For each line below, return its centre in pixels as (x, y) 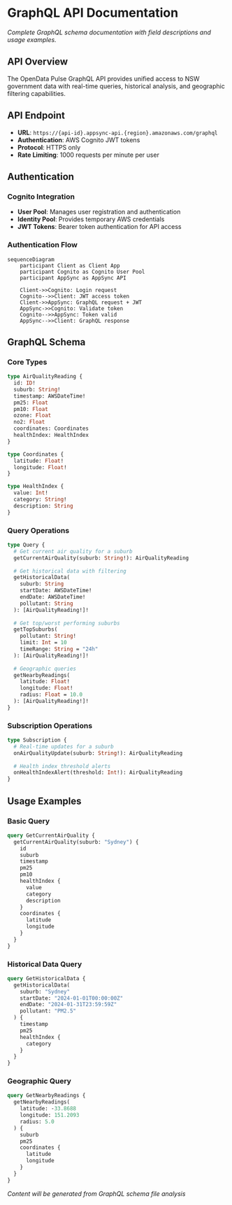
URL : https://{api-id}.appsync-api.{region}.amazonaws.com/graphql (117, 132)
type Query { (26, 545)
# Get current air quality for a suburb (73, 551)
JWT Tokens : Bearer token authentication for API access (99, 227)
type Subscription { (37, 740)
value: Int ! (31, 493)
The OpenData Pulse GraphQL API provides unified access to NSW (103, 78)
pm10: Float (31, 409)
